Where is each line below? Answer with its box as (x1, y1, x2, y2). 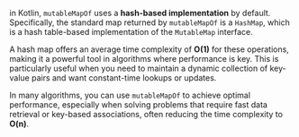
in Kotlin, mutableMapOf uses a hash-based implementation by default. (9, 8, 271, 18)
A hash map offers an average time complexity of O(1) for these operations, (9, 44, 290, 55)
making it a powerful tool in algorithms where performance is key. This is (9, 54, 279, 64)
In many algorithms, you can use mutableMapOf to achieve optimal (9, 90, 250, 100)
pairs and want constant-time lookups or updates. (31, 73, 217, 83)
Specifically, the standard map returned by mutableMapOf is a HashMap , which (9, 17, 290, 28)
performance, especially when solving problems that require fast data (9, 99, 268, 110)
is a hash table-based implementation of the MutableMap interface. (9, 27, 254, 37)
